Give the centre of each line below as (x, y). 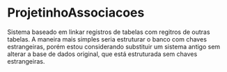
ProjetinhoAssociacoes (76, 13)
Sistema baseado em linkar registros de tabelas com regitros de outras (109, 32)
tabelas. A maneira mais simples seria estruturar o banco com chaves (107, 39)
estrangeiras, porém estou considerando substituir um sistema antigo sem (114, 46)
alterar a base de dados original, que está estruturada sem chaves (102, 54)
